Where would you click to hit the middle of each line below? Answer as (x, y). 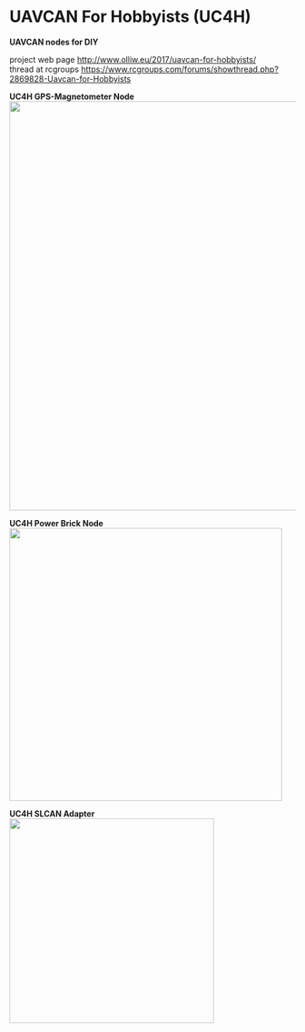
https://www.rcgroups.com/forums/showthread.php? (180, 69)
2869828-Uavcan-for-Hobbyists (70, 78)
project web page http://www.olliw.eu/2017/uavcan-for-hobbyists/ (133, 59)
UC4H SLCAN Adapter (52, 813)
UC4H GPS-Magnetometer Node (72, 96)
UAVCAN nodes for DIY (54, 42)
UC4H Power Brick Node (57, 523)
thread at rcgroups (44, 69)
